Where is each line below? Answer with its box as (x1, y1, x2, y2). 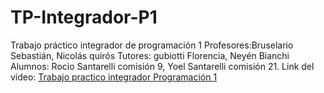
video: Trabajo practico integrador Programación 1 (10, 71, 218, 83)
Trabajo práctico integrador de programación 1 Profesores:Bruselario (10, 39, 294, 51)
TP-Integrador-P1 (10, 6, 158, 29)
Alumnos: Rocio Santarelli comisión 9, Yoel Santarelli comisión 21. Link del (10, 60, 315, 72)
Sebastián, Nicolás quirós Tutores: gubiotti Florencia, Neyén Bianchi (10, 49, 290, 61)
